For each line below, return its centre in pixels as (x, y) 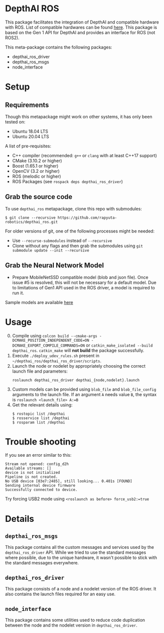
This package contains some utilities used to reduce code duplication (75, 620)
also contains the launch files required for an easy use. (60, 594)
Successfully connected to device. (41, 490)
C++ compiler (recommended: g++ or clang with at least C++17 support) (84, 155)
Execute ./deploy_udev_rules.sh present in (56, 355)
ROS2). (12, 38)
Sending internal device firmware (40, 486)
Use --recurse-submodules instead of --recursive (62, 240)
